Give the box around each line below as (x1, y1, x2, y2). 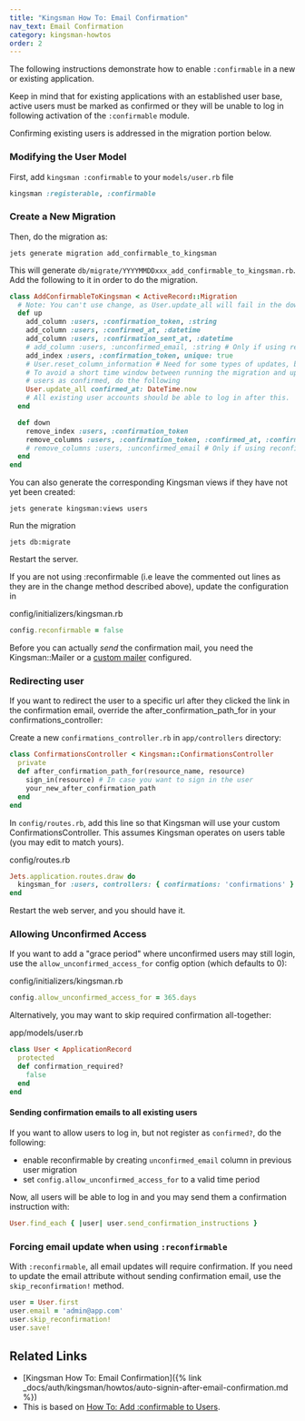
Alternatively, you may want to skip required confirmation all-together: (9, 1010, 272, 1021)
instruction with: (9, 1201, 70, 1212)
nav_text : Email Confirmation (9, 22, 124, 31)
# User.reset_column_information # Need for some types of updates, (25, 359, 290, 368)
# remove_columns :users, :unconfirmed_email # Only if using (25, 443, 266, 453)
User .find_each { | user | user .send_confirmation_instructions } (9, 1218, 258, 1228)
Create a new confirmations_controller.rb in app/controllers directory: (9, 732, 281, 743)
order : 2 (9, 38, 43, 48)
